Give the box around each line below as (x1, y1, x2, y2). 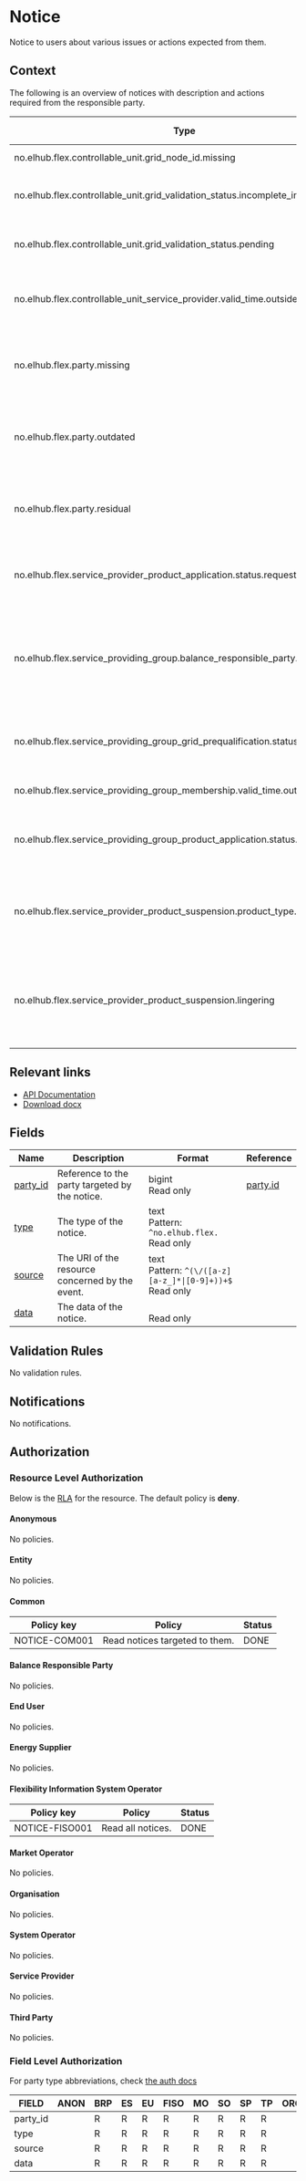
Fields (9, 1125, 46, 1140)
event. (57, 1286, 85, 1299)
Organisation (9, 1888, 60, 1899)
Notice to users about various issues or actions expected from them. (9, 36, 267, 47)
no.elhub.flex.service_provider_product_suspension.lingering (14, 993, 275, 1006)
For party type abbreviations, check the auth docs (9, 2075, 198, 2086)
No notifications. (9, 1418, 72, 1428)
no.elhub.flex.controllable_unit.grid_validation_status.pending (14, 237, 275, 250)
